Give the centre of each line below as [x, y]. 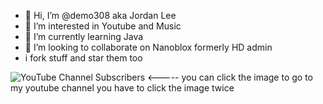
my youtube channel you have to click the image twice [122, 88]
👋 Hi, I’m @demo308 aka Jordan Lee [100, 15]
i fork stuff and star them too [83, 58]
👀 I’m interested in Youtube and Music [103, 26]
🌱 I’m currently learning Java [84, 36]
